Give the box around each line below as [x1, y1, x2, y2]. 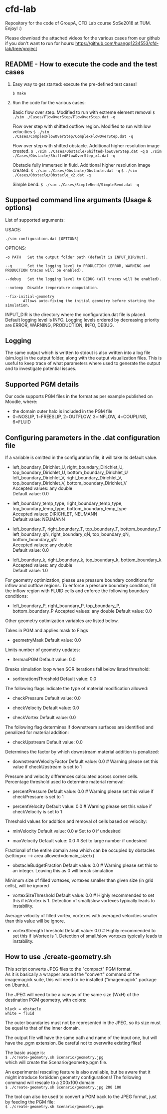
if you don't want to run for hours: [5, 40, 75, 46]
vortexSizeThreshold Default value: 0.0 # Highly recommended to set [12, 892, 155, 898]
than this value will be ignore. [5, 918, 66, 924]
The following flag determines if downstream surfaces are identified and [5, 724, 154, 730]
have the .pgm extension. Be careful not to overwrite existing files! [5, 1040, 141, 1046]
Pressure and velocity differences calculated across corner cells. [5, 773, 139, 779]
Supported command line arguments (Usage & [5, 196, 152, 204]
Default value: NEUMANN [12, 516, 65, 522]
